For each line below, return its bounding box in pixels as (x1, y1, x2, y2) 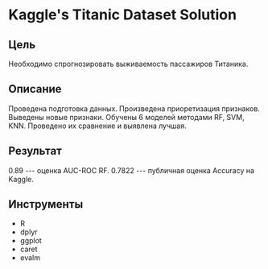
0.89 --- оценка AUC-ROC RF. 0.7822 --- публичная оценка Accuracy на (8, 165, 255, 175)
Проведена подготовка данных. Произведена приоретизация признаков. (8, 103, 260, 114)
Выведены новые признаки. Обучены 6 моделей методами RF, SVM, (8, 112, 245, 122)
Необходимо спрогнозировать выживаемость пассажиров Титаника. (8, 59, 249, 68)
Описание (8, 82, 62, 96)
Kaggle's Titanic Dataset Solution (8, 6, 237, 24)
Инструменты (8, 197, 84, 211)
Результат (8, 144, 63, 158)
